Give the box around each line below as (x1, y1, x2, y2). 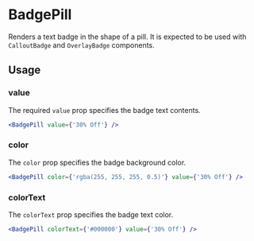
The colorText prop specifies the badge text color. (8, 209, 174, 220)
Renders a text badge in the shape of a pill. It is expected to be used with (8, 32, 247, 41)
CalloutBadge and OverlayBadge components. (8, 40, 155, 49)
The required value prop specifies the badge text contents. (8, 105, 201, 115)
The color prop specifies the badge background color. (8, 157, 187, 167)
